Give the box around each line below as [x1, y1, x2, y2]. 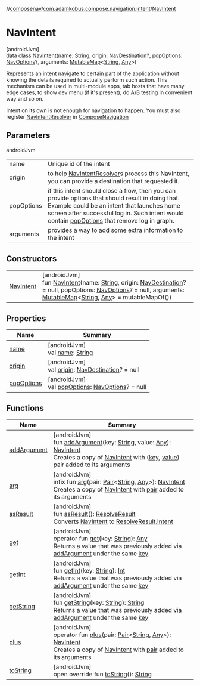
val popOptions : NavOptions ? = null [47, 383, 147, 391]
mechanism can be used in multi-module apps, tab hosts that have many [6, 82, 185, 89]
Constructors [6, 254, 57, 264]
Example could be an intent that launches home [47, 201, 180, 209]
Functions [6, 403, 45, 413]
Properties [6, 313, 46, 323]
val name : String [47, 348, 93, 357]
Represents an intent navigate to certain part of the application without [6, 70, 180, 77]
